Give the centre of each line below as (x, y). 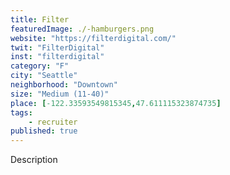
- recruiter (53, 122)
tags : (21, 112)
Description (34, 160)
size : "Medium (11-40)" (60, 94)
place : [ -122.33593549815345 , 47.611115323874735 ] (116, 103)
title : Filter (40, 19)
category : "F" (40, 66)
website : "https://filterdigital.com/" (93, 38)
